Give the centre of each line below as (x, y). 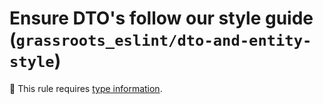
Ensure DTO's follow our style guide (161, 18)
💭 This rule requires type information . (86, 88)
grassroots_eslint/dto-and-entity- (163, 41)
